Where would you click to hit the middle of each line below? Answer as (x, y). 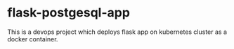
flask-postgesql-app (69, 13)
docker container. (33, 39)
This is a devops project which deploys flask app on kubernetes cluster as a (117, 32)
